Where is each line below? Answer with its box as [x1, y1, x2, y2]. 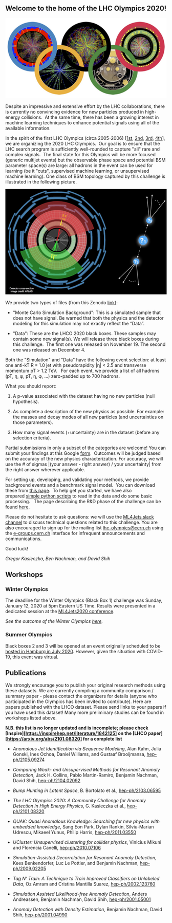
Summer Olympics [5, 631, 53, 638]
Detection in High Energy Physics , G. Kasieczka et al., [12, 803, 126, 809]
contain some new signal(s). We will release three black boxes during [12, 336, 159, 342]
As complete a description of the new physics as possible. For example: [12, 408, 165, 414]
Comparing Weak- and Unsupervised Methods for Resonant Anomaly [12, 767, 160, 773]
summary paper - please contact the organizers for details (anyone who [5, 693, 157, 699]
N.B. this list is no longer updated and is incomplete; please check [5, 725, 148, 731]
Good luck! [5, 545, 29, 551]
